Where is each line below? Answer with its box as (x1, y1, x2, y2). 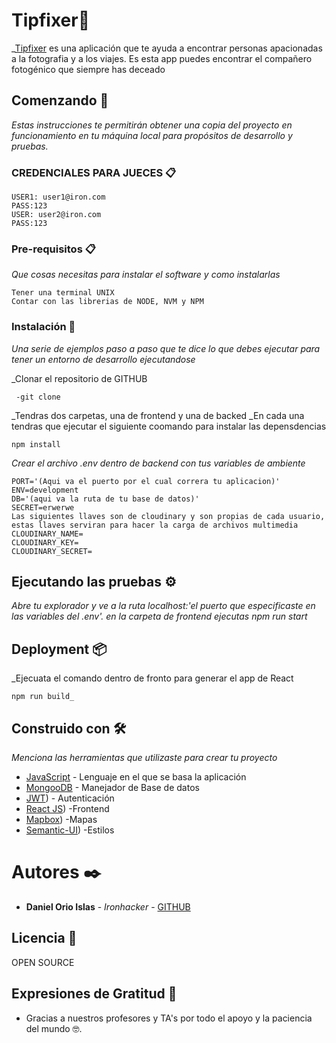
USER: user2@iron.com (11, 210, 102, 220)
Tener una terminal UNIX (11, 288, 115, 298)
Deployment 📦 (11, 640, 108, 658)
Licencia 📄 (11, 930, 78, 947)
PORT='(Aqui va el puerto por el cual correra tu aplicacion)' (11, 476, 281, 486)
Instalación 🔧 (11, 320, 76, 334)
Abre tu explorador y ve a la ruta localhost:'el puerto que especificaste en (11, 600, 316, 612)
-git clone (15, 392, 61, 402)
